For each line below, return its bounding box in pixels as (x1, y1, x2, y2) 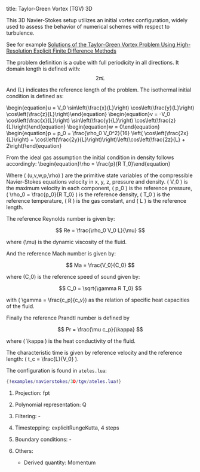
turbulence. (6, 29, 35, 36)
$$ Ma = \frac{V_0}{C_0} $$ (65, 261, 136, 269)
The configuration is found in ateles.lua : (6, 367, 107, 374)
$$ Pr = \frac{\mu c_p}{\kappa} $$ (57, 326, 143, 333)
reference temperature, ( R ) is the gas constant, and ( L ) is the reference (6, 197, 187, 204)
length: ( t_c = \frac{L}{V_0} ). (6, 355, 79, 363)
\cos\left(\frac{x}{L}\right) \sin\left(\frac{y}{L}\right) (6, 117, 134, 124)
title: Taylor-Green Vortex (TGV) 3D (6, 5, 93, 12)
